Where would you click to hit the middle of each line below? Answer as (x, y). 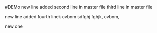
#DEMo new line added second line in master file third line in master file (79, 7)
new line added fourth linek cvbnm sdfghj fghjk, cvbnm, (62, 16)
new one (14, 26)
